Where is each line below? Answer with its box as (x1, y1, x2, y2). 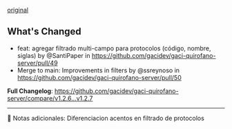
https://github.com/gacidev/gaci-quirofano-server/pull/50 (17, 73, 182, 81)
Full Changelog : (7, 86, 53, 95)
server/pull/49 (17, 59, 58, 67)
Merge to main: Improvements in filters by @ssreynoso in (17, 66, 180, 75)
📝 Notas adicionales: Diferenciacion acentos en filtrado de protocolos (7, 114, 205, 122)
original (7, 6, 29, 14)
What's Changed (7, 26, 81, 37)
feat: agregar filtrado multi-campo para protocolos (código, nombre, (17, 44, 212, 52)
